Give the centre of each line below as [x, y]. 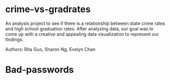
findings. [14, 39]
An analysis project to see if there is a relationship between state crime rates [85, 23]
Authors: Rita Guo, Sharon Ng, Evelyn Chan [50, 49]
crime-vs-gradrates [48, 9]
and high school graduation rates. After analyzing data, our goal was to [79, 28]
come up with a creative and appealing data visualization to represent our [82, 34]
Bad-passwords [40, 70]
